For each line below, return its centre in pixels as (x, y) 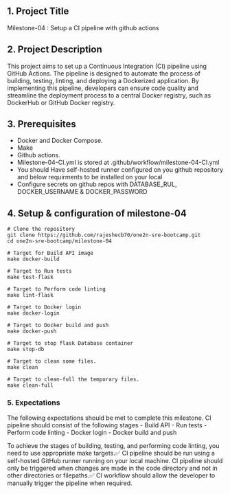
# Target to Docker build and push (58, 326)
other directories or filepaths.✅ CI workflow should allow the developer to (111, 475)
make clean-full (30, 385)
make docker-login (33, 313)
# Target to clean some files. (52, 361)
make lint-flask (30, 295)
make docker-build (33, 259)
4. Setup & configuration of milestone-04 (97, 213)
